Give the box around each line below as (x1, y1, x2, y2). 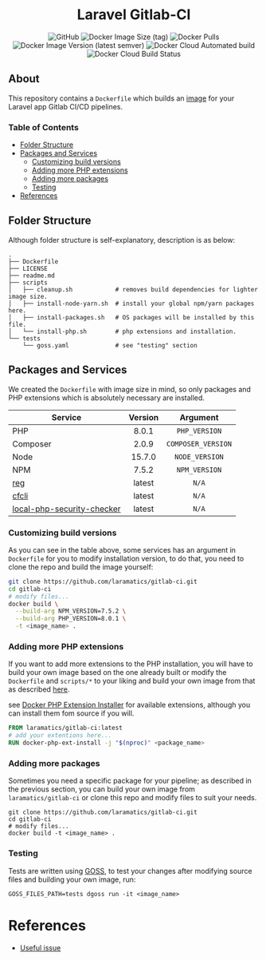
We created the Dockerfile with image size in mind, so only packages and (8, 384, 251, 394)
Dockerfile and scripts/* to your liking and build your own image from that (8, 676, 256, 686)
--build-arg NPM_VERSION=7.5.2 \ (15, 607, 127, 616)
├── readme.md (8, 272, 56, 280)
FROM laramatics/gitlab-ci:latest (8, 724, 123, 732)
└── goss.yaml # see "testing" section (22, 341, 198, 349)
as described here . (8, 684, 70, 694)
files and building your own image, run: (8, 875, 136, 884)
